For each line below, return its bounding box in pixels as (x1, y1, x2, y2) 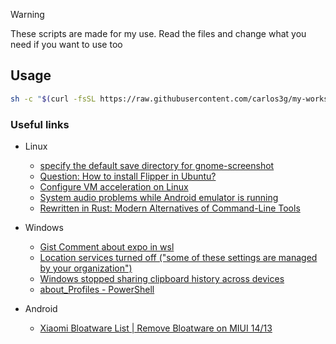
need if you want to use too (10, 39, 123, 50)
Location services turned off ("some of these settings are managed (39, 251, 318, 263)
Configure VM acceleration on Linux (39, 180, 189, 193)
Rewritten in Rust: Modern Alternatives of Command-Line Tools (39, 202, 301, 214)
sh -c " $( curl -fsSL (10, 94, 97, 104)
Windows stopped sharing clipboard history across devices (39, 272, 285, 284)
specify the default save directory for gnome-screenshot (39, 159, 275, 171)
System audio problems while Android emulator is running (39, 191, 279, 203)
